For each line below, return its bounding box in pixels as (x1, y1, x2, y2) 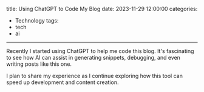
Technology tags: (15, 17, 59, 24)
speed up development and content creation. (6, 79, 119, 86)
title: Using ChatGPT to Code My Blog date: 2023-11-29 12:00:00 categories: (6, 5, 198, 12)
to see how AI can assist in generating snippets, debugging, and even (6, 54, 181, 61)
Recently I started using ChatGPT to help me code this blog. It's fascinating (6, 48, 194, 54)
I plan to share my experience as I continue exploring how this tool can (6, 73, 183, 79)
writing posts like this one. (6, 60, 72, 68)
